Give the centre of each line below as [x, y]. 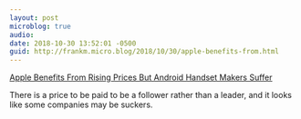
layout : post [34, 18]
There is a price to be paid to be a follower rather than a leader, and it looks [150, 95]
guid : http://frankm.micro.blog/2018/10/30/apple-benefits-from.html [145, 52]
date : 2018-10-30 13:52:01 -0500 [73, 43]
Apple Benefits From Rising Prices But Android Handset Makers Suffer [141, 77]
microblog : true [40, 26]
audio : [22, 35]
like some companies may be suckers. [81, 104]
